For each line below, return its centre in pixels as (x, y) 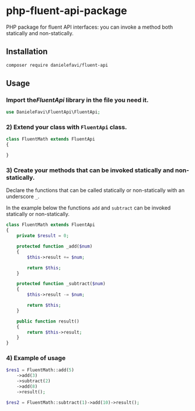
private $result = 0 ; (43, 236)
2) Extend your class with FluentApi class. (67, 127)
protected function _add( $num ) (55, 246)
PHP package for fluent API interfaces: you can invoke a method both (90, 27)
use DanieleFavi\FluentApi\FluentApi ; (53, 112)
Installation (27, 52)
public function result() (48, 321)
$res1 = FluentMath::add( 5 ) (40, 370)
